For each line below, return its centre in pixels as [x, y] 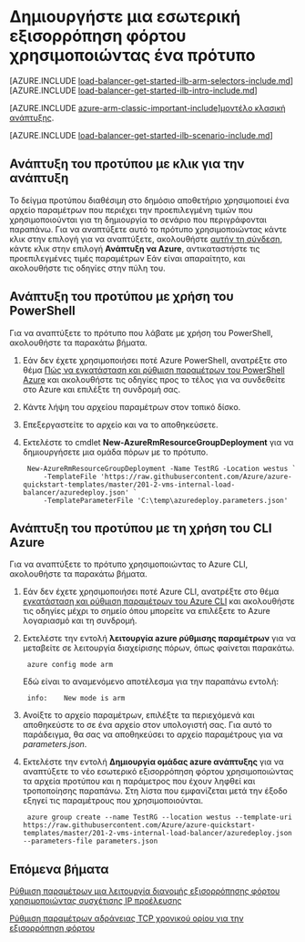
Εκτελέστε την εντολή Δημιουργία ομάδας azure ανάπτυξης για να [153, 762]
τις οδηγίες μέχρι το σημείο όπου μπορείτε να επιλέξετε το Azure [146, 611]
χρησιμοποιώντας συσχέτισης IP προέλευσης [96, 901]
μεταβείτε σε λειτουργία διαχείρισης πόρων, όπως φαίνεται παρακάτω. [158, 648]
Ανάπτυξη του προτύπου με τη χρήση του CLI [141, 528]
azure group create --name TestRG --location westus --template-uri [160, 817]
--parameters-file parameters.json [90, 841]
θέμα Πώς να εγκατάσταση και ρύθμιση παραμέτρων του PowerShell [153, 370]
